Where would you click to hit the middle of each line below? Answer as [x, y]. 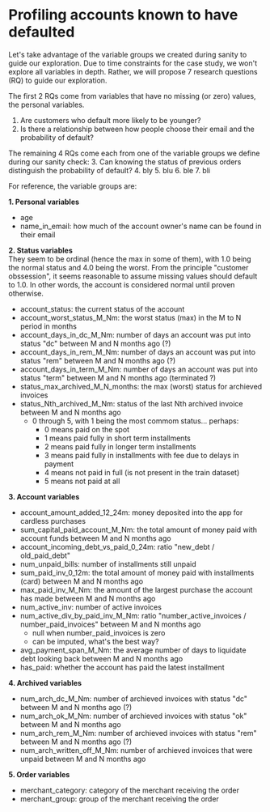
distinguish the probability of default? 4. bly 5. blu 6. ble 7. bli [110, 170]
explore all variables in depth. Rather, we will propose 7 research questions [133, 71]
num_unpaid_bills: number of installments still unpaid [108, 563]
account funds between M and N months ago [95, 538]
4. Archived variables [45, 682]
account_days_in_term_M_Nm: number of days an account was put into [139, 369]
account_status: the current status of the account [102, 308]
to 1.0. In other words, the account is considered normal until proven [122, 284]
